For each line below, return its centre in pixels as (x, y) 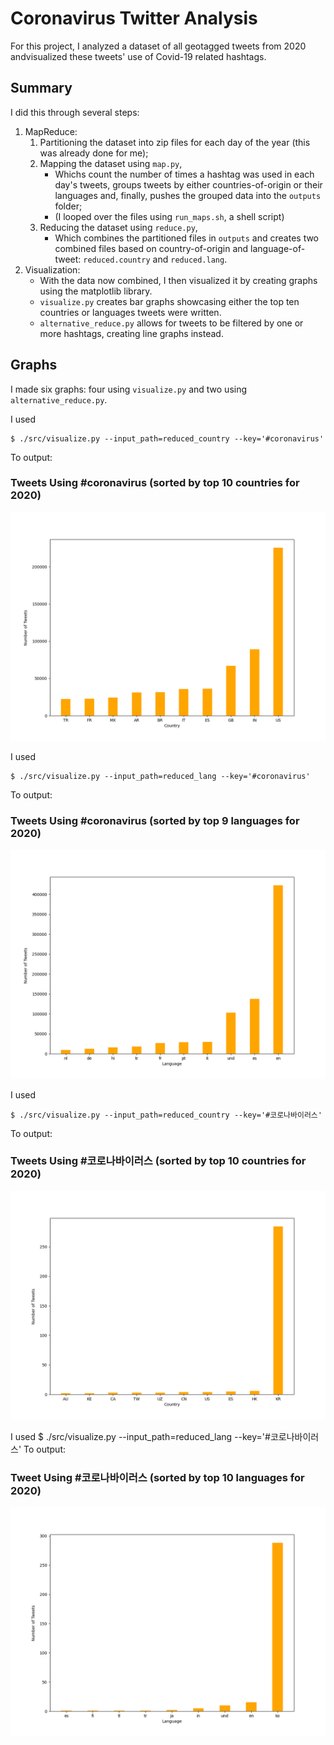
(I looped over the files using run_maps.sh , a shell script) (169, 216)
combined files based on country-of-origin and (151, 248)
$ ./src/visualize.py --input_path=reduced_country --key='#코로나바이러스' (166, 1115)
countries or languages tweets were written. (130, 312)
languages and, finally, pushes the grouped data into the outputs (188, 195)
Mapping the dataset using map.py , (111, 163)
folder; (68, 206)
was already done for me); (94, 153)
